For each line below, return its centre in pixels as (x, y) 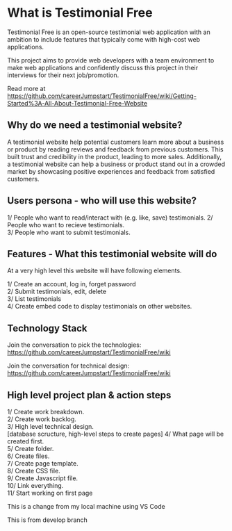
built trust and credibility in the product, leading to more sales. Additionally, (115, 156)
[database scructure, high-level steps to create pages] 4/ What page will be (116, 434)
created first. (26, 441)
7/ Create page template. (43, 463)
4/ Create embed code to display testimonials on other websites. (100, 307)
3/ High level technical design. (50, 426)
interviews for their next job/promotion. (63, 75)
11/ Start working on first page (50, 493)
